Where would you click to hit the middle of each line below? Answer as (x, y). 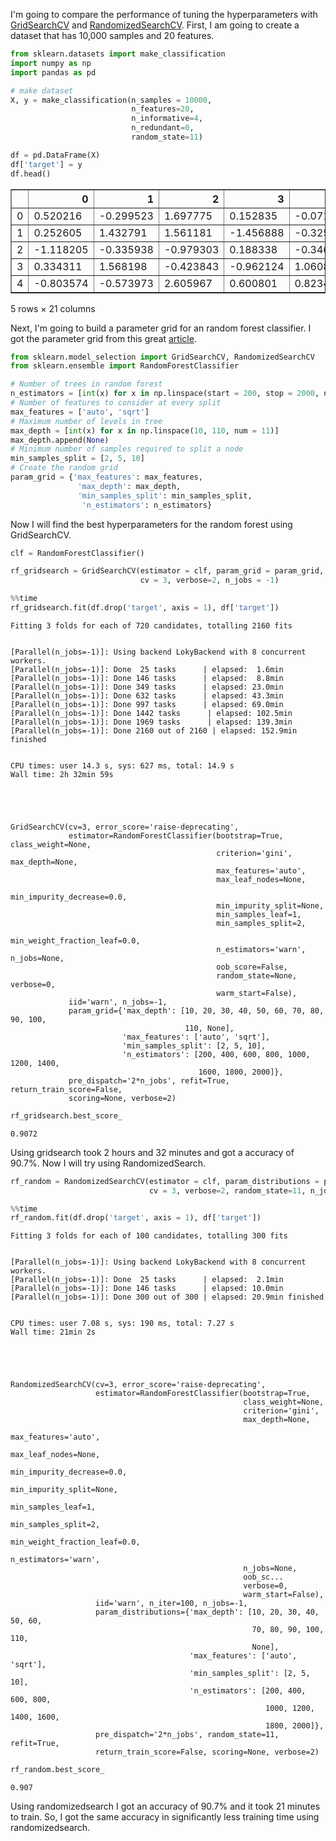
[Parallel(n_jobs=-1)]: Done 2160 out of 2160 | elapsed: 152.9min (154, 730)
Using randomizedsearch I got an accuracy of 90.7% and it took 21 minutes (165, 1806)
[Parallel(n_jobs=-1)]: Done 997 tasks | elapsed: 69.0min (147, 704)
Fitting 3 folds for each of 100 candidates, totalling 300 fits (149, 1236)
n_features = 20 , (163, 109)
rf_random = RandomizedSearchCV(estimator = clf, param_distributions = (165, 1181)
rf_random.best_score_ (57, 1770)
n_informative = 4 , (167, 119)
